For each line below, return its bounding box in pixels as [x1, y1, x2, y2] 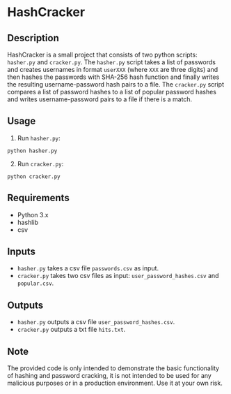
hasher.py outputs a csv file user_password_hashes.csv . [17, 318, 175, 326]
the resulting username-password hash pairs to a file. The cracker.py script [7, 80, 225, 88]
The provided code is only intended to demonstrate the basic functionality [7, 364, 220, 372]
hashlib [17, 218, 38, 226]
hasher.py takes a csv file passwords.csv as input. [17, 264, 159, 272]
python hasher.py [7, 147, 58, 154]
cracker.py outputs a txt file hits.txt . [17, 326, 126, 334]
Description [7, 32, 59, 44]
